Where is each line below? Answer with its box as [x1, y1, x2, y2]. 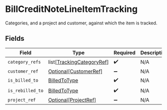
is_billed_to [7, 78, 39, 83]
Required [113, 49, 136, 56]
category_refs [7, 59, 41, 65]
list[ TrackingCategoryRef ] [48, 59, 109, 66]
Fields [5, 34, 25, 43]
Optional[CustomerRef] [48, 68, 103, 75]
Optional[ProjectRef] [48, 96, 96, 103]
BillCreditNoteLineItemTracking [5, 3, 138, 15]
